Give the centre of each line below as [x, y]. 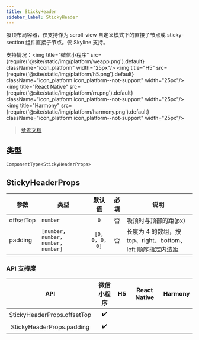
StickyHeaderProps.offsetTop [50, 315]
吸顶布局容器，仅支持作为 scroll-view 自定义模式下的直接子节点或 [86, 35]
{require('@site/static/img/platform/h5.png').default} [70, 74]
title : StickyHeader [32, 12]
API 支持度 [21, 268]
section [15, 42]
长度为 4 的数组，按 [154, 232]
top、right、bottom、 [156, 241]
